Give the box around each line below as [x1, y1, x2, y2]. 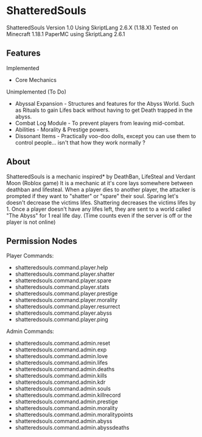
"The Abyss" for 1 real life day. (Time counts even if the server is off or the [6, 211, 193, 219]
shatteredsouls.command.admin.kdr [15, 378, 106, 386]
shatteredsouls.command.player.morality [15, 296, 117, 304]
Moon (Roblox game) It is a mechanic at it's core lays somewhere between [6, 179, 193, 186]
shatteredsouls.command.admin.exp [15, 346, 107, 353]
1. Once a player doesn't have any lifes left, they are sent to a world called [6, 205, 191, 213]
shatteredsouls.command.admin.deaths [15, 365, 115, 373]
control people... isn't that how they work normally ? [15, 139, 146, 146]
